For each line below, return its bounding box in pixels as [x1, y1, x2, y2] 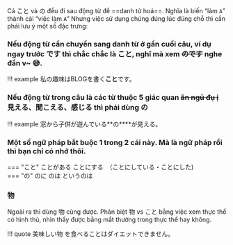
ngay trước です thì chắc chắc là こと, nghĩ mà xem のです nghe [7, 49, 223, 58]
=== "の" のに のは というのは [7, 171, 93, 180]
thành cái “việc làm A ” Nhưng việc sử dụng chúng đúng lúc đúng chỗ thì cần [7, 15, 226, 23]
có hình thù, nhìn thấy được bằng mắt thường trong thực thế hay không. [7, 215, 212, 224]
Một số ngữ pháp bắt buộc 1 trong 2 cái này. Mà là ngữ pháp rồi [7, 137, 223, 147]
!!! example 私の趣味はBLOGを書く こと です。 [7, 75, 136, 83]
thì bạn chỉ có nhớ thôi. [7, 146, 86, 155]
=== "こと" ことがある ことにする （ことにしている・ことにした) [7, 162, 194, 171]
